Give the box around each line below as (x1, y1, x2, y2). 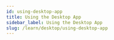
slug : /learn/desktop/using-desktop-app (6, 25, 109, 31)
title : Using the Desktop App (6, 14, 82, 20)
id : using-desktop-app (6, 8, 63, 15)
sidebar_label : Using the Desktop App (6, 19, 103, 25)
